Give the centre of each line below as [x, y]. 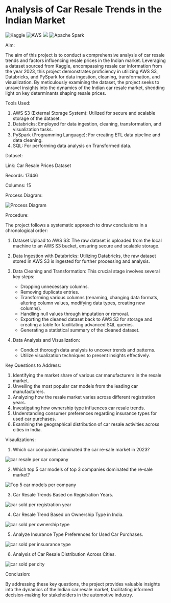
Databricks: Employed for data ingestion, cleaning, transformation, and [87, 123]
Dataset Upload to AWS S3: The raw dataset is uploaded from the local [87, 240]
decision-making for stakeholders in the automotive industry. [69, 595]
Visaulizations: [21, 440]
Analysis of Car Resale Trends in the [84, 9]
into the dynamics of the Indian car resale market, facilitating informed [79, 589]
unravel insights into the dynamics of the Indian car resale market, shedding [85, 88]
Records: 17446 [22, 175]
